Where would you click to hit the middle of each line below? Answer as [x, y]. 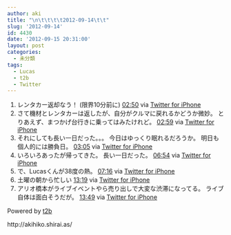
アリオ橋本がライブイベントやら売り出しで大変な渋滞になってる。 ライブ [120, 189]
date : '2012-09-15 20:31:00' [49, 39]
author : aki [24, 13]
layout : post [26, 46]
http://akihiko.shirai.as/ [40, 225]
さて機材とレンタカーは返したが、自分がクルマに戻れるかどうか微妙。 [117, 113]
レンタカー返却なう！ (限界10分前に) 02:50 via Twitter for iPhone [109, 105]
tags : [15, 65]
